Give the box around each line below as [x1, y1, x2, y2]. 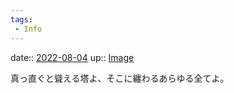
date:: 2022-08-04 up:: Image [10, 51, 135, 63]
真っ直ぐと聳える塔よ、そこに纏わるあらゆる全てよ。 [10, 72, 230, 84]
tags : [10, 14, 33, 25]
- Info [14, 24, 43, 34]
